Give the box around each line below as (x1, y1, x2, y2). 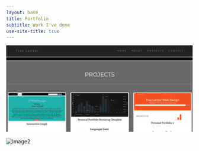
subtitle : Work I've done (6, 22, 70, 28)
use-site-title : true (6, 28, 60, 34)
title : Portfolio (6, 15, 49, 22)
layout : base (6, 9, 38, 15)
